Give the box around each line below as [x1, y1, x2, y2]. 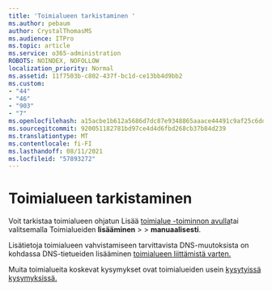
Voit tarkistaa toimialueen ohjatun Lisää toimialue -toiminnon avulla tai [8, 216, 239, 226]
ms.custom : [8, 79, 45, 87]
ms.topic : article [8, 42, 70, 50]
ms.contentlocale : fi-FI [8, 139, 92, 148]
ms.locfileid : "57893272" [8, 154, 96, 162]
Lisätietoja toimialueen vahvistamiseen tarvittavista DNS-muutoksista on [8, 240, 249, 251]
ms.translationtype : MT [8, 132, 89, 140]
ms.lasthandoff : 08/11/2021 [8, 147, 104, 155]
